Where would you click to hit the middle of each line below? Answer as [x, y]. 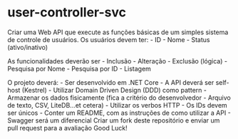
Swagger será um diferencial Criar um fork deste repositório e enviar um [114, 120]
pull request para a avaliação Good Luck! [68, 128]
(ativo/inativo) [28, 47]
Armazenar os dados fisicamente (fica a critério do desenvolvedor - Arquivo [119, 98]
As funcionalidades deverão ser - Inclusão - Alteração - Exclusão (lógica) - [118, 61]
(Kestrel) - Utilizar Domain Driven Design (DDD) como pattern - [114, 90]
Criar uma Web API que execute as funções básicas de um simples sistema [118, 32]
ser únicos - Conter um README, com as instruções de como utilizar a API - [119, 113]
